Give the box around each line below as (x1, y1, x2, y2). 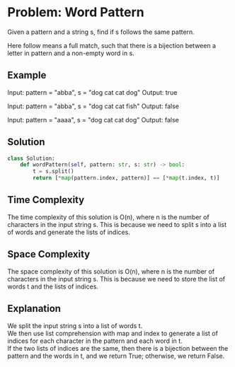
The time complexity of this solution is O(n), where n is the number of (7, 213, 210, 221)
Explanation (7, 303, 62, 315)
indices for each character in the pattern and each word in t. (7, 337, 183, 345)
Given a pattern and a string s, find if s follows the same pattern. (7, 28, 195, 36)
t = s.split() (33, 168, 74, 175)
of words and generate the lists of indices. (7, 228, 131, 236)
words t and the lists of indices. (7, 282, 99, 291)
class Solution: (7, 155, 55, 162)
